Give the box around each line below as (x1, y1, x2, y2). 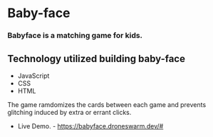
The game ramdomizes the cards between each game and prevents (7, 100, 207, 108)
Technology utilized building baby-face (7, 52, 185, 65)
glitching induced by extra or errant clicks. (7, 108, 132, 116)
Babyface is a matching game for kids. (7, 31, 143, 41)
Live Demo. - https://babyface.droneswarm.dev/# (17, 121, 164, 130)
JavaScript (17, 71, 50, 80)
